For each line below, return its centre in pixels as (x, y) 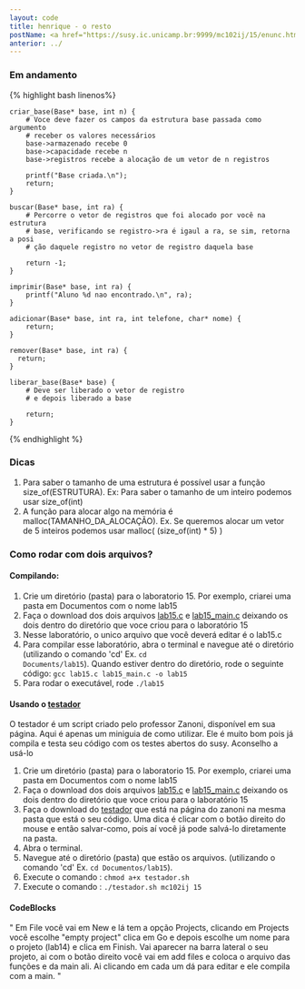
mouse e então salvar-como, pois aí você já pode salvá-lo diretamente (154, 829)
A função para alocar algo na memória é (98, 511)
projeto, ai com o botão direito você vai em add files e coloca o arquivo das (150, 957)
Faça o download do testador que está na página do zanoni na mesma (154, 810)
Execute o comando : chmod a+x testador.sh (106, 877)
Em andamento (43, 76)
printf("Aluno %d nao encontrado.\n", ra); (109, 295)
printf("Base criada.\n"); (77, 175)
